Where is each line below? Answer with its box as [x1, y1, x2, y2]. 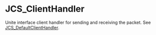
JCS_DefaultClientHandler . [5, 24, 59, 30]
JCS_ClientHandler [5, 3, 85, 15]
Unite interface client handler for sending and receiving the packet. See [5, 19, 151, 25]
